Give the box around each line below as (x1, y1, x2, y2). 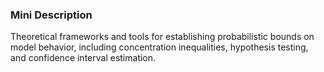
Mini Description (10, 8, 93, 22)
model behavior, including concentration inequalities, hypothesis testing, (10, 41, 309, 53)
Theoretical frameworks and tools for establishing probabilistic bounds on (10, 31, 315, 43)
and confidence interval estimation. (10, 52, 157, 64)
